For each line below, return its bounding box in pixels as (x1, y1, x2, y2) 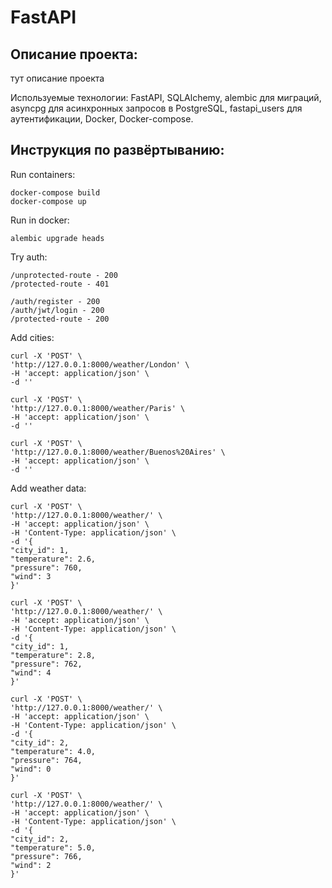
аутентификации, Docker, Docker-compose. (10, 113, 194, 125)
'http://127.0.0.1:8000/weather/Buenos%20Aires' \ (10, 447, 226, 457)
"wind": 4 (10, 667, 52, 678)
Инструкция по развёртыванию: (10, 142, 225, 159)
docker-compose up (10, 196, 87, 206)
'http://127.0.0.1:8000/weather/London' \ (10, 359, 190, 370)
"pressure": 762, (10, 659, 83, 669)
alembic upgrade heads (10, 233, 105, 243)
